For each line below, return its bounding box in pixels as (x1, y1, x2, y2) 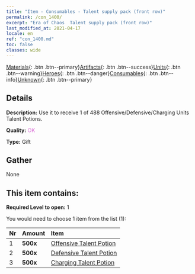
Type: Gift (6, 138, 31, 145)
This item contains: (6, 188, 79, 198)
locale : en (6, 31, 33, 37)
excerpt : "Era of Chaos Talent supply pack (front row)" (6, 20, 152, 25)
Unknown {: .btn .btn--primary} (17, 76, 92, 83)
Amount (21, 229, 46, 237)
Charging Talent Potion (50, 259, 115, 267)
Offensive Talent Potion (50, 239, 116, 247)
